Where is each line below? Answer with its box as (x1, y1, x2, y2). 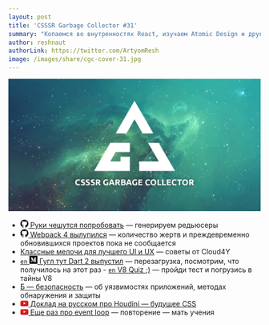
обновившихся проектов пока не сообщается (19, 238, 176, 248)
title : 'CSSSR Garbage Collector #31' (8, 21, 138, 30)
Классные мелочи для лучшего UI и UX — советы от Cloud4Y (19, 246, 231, 256)
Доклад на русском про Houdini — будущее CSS (30, 299, 197, 308)
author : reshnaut (8, 39, 66, 47)
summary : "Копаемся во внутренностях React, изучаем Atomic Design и (8, 30, 246, 38)
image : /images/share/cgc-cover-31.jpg (8, 55, 142, 63)
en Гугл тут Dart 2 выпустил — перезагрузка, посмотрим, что (19, 256, 239, 266)
